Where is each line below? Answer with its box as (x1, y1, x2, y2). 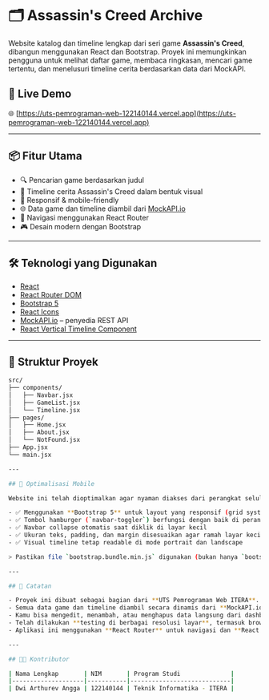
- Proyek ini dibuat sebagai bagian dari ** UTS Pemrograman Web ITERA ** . (8, 597, 260, 605)
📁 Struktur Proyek (8, 354, 98, 369)
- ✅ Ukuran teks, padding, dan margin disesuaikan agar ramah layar (8, 531, 243, 540)
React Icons (19, 307, 60, 317)
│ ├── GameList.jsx (8, 399, 81, 407)
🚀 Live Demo (8, 87, 72, 101)
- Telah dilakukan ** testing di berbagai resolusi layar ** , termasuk (8, 619, 246, 627)
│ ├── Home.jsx (8, 421, 66, 429)
